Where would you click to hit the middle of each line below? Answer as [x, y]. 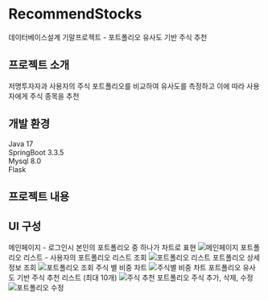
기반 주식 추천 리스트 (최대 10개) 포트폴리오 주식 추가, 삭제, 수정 [135, 277]
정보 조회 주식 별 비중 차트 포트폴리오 [125, 267]
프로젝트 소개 [39, 65]
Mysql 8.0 [25, 161]
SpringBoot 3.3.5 [36, 152]
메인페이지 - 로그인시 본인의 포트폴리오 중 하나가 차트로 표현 [102, 247]
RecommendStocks [75, 14]
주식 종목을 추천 [54, 96]
